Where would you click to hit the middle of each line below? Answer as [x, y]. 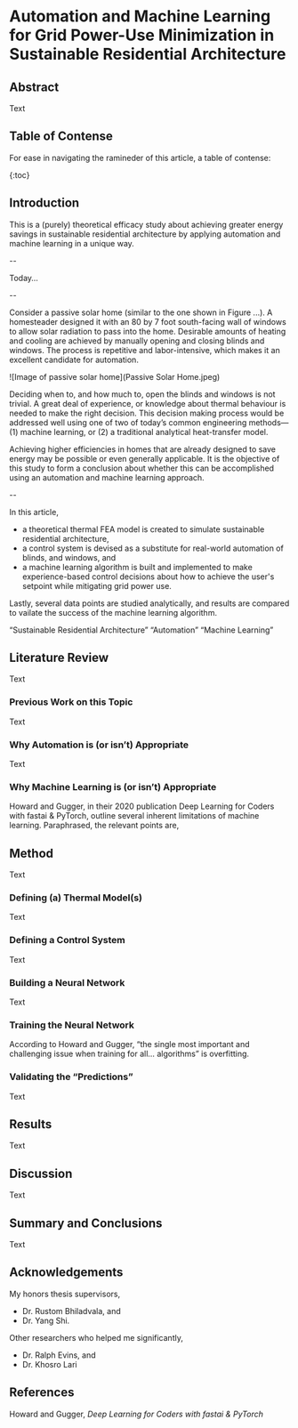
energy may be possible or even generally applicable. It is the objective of [145, 458]
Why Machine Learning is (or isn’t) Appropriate [113, 787]
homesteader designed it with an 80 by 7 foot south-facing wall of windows [148, 321]
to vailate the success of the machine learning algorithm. [113, 612]
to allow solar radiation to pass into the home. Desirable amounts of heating [148, 331]
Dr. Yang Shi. [46, 1320]
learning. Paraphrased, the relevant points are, [94, 826]
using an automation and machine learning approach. [107, 477]
